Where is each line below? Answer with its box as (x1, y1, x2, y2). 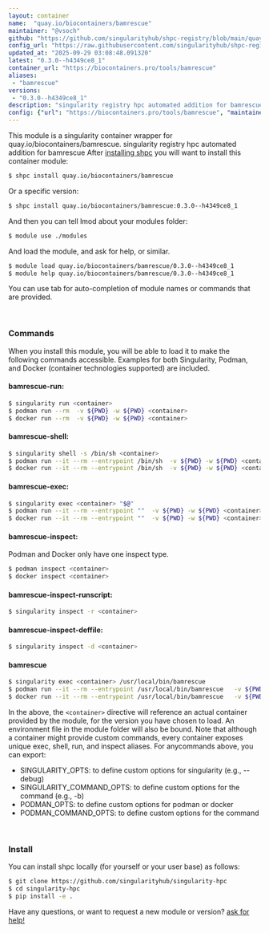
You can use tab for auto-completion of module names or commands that (8, 284, 251, 294)
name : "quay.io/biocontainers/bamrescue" (8, 19, 152, 27)
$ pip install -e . (8, 892, 74, 901)
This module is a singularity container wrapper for (8, 131, 173, 140)
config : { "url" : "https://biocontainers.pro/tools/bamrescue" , (8, 109, 224, 117)
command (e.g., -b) (19, 791, 85, 801)
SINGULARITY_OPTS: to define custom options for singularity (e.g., (19, 765, 242, 775)
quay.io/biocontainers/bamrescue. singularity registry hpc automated (8, 140, 237, 148)
